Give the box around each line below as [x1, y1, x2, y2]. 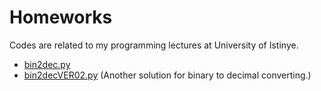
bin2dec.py [23, 58, 71, 70]
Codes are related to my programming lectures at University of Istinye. [9, 39, 299, 51]
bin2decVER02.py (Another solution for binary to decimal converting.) [23, 69, 312, 81]
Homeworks [9, 6, 113, 29]
